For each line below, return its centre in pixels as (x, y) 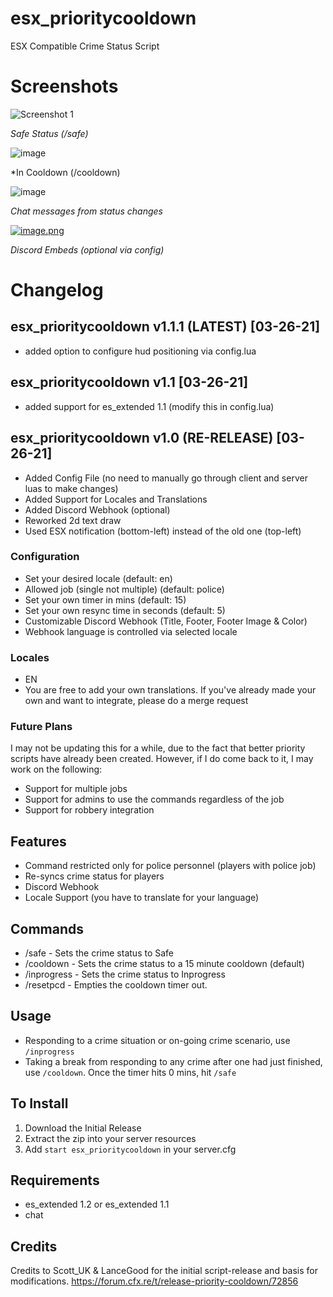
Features (38, 841)
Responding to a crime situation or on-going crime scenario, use (157, 1040)
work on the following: (56, 769)
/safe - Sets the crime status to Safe (99, 953)
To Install (39, 1103)
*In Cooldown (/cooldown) (65, 172)
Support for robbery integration (89, 810)
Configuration (45, 557)
